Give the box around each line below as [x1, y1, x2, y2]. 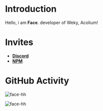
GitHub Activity [5, 75, 70, 87]
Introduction [5, 3, 57, 15]
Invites [5, 37, 33, 48]
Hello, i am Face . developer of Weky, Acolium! [5, 20, 98, 25]
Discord [12, 53, 29, 59]
